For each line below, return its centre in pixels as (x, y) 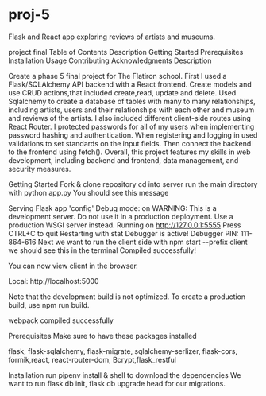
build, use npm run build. (49, 305)
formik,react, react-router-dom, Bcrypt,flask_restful (93, 359)
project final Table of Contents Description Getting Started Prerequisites (126, 52)
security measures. (40, 169)
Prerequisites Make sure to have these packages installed (102, 336)
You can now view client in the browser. (73, 266)
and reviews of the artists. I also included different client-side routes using (130, 118)
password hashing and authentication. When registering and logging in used (133, 135)
